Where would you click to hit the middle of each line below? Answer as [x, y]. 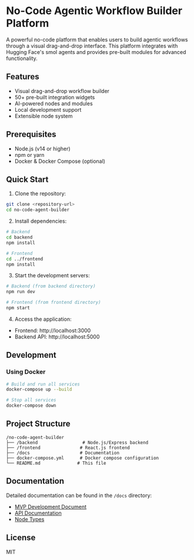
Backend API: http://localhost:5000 [57, 337]
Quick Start [27, 180]
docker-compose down [31, 406]
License [21, 538]
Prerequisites [31, 134]
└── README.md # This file [56, 463]
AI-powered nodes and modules [53, 103]
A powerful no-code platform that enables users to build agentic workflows [97, 39]
